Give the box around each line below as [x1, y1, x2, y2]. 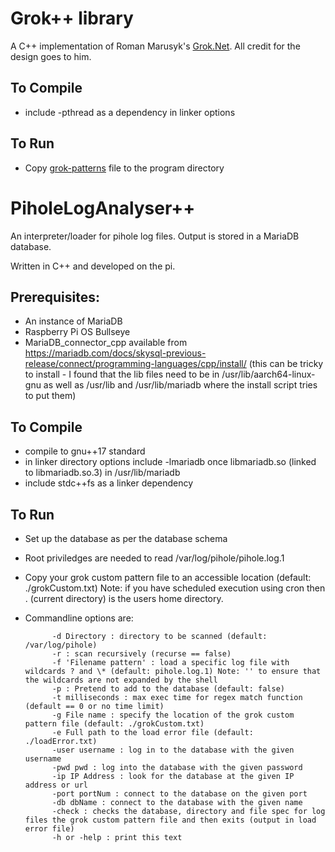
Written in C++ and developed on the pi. [10, 260, 176, 272]
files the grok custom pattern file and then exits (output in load [24, 815, 317, 825]
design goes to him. [10, 50, 92, 62]
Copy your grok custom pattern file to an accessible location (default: [24, 571, 312, 583]
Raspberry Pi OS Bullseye [24, 326, 131, 338]
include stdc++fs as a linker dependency [24, 477, 194, 489]
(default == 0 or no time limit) [24, 701, 165, 711]
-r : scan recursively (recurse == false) [51, 648, 232, 659]
